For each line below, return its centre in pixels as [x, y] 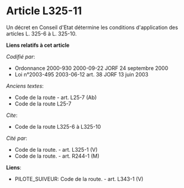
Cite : [12, 115]
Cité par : [17, 138]
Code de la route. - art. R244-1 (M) [57, 156]
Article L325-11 [44, 11]
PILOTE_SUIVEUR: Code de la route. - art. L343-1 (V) [79, 179]
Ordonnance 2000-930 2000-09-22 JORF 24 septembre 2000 [91, 68]
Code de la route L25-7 [43, 103]
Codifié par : [21, 56]
